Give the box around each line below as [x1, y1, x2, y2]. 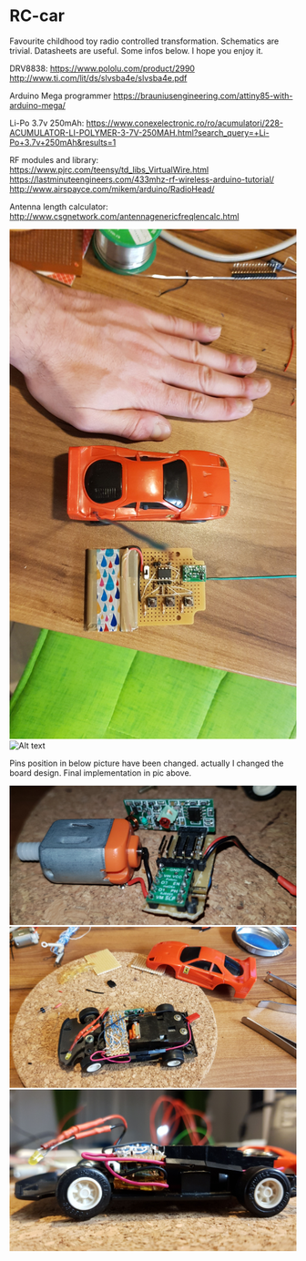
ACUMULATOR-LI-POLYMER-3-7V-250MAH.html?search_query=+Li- [9, 127, 270, 137]
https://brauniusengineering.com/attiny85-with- [113, 90, 293, 101]
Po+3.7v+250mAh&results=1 [9, 137, 117, 147]
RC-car [9, 5, 66, 26]
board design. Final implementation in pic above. [9, 767, 192, 778]
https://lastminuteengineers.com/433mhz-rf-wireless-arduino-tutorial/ [9, 174, 275, 185]
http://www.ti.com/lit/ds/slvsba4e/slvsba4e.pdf [9, 72, 188, 83]
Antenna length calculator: [9, 201, 109, 212]
